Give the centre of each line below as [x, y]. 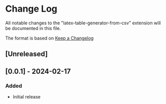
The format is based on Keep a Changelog [49, 38]
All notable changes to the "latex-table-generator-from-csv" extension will [83, 23]
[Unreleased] [27, 54]
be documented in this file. [33, 28]
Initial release [26, 97]
